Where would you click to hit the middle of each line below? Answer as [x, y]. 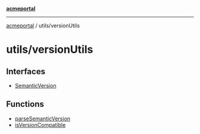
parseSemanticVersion [42, 119]
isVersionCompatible [40, 125]
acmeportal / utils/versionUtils [43, 25]
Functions [25, 104]
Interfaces [26, 71]
